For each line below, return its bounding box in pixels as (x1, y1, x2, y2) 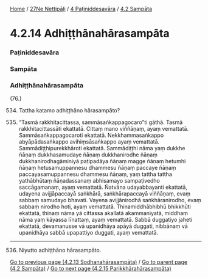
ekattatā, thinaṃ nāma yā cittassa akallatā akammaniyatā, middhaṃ (18, 210, 188, 217)
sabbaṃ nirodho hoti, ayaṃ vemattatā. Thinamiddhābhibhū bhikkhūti (18, 203, 191, 210)
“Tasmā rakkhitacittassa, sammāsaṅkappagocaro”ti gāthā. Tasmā (18, 119, 183, 126)
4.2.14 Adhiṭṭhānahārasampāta (10, 27, 170, 40)
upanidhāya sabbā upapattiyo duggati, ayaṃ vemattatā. (18, 229, 159, 236)
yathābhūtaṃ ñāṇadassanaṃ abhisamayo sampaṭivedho (18, 177, 160, 185)
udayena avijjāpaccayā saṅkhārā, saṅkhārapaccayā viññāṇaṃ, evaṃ (18, 190, 191, 197)
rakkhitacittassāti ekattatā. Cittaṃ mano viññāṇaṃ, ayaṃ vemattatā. (18, 125, 189, 133)
